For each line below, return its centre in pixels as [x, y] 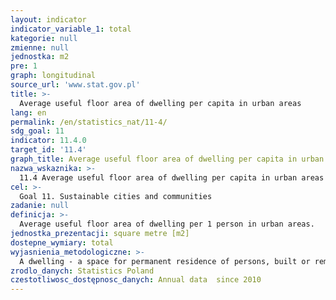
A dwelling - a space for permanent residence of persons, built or [165, 261]
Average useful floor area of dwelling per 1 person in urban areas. [167, 224]
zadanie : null [40, 206]
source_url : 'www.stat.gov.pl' [75, 85]
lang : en [28, 112]
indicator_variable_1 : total [71, 29]
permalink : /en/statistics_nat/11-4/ [89, 122]
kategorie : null [44, 38]
